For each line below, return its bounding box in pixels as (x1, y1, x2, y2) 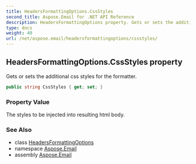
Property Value (6, 97, 50, 106)
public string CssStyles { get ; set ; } (6, 84, 103, 90)
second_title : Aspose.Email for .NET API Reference (6, 14, 134, 20)
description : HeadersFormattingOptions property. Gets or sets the (6, 19, 174, 25)
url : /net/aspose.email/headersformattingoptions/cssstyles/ (6, 36, 158, 41)
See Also (6, 125, 32, 134)
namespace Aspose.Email (14, 145, 77, 152)
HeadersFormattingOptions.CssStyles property (6, 57, 183, 67)
